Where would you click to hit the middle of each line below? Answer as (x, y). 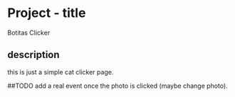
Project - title (47, 13)
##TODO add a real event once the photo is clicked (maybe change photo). (117, 86)
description (33, 55)
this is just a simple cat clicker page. (61, 72)
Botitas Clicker (29, 33)
